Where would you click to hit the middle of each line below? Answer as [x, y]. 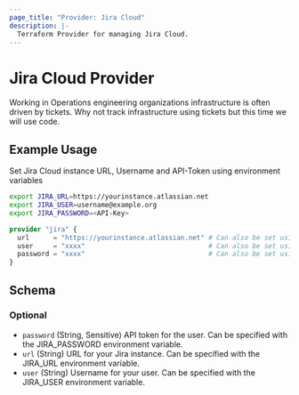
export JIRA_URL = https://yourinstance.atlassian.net [109, 197]
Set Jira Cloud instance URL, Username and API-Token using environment [145, 171]
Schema [32, 290]
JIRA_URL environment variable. [81, 363]
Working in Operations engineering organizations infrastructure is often [140, 102]
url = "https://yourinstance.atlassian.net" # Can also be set [147, 238]
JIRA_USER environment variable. [83, 382]
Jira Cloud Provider [82, 78]
